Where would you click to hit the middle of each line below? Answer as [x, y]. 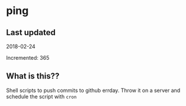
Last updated [31, 33]
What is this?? [33, 76]
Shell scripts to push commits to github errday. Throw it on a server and [93, 90]
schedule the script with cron [41, 96]
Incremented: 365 [28, 58]
